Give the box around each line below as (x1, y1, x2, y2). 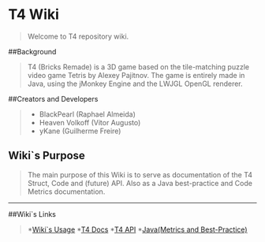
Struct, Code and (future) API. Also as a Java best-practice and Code (27, 178, 252, 188)
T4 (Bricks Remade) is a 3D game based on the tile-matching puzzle (27, 61, 250, 72)
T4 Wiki (8, 6, 59, 24)
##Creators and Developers (8, 94, 99, 103)
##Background (8, 47, 57, 56)
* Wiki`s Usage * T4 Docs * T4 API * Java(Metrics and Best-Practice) (27, 225, 248, 234)
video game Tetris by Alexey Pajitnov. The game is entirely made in (27, 70, 245, 80)
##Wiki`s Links (8, 209, 57, 218)
